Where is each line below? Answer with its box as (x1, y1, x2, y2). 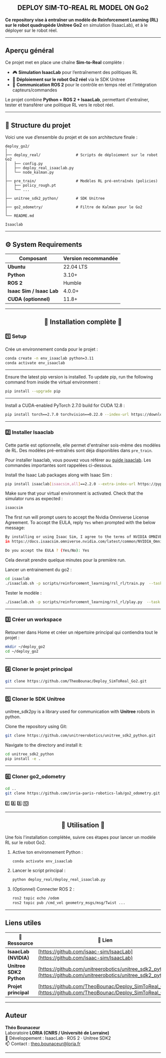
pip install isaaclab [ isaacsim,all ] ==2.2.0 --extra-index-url (5, 481, 136, 486)
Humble (63, 280, 82, 287)
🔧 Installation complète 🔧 (44, 318, 122, 326)
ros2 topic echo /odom (12, 896, 59, 901)
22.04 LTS (63, 263, 88, 270)
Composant (19, 255, 47, 262)
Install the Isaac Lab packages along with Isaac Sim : (5, 472, 113, 478)
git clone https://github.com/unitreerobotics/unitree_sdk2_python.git (5, 733, 156, 738)
